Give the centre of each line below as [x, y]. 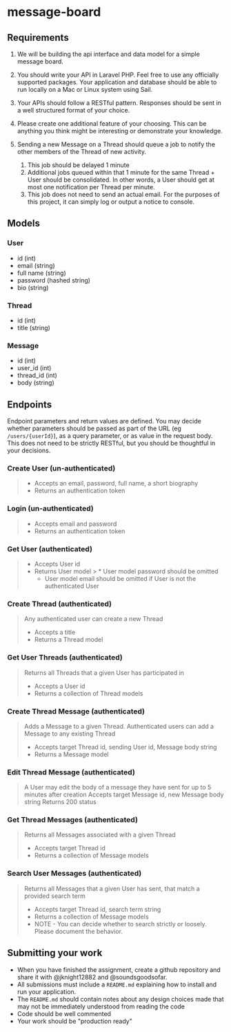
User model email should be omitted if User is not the [120, 578]
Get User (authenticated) [50, 548]
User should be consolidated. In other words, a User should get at [121, 180]
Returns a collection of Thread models [89, 693]
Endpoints [30, 404]
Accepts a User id [60, 686]
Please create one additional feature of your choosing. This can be [112, 124]
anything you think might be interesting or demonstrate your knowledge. [120, 131]
